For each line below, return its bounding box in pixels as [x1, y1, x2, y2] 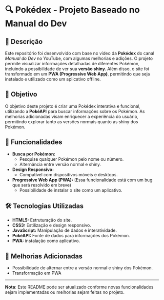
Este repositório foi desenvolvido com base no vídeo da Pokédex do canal [5, 50, 155, 56]
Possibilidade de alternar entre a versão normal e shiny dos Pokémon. [12, 265, 153, 271]
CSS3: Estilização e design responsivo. [12, 223, 91, 228]
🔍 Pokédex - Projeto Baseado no [5, 4, 140, 16]
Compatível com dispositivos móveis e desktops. [19, 171, 118, 177]
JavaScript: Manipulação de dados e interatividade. [12, 227, 117, 233]
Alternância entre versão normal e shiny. [19, 161, 101, 167]
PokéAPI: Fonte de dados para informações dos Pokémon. [12, 233, 130, 239]
